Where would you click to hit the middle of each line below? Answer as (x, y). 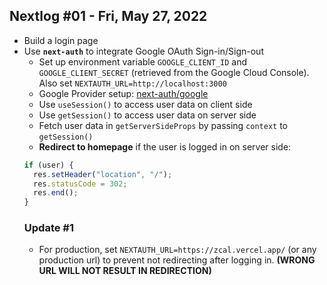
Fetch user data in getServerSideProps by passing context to (163, 125)
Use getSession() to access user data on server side (147, 115)
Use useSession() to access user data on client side (145, 104)
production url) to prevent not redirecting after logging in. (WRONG (177, 260)
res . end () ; (56, 193)
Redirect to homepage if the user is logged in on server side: (165, 146)
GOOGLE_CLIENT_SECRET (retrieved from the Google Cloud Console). (174, 72)
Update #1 (49, 228)
